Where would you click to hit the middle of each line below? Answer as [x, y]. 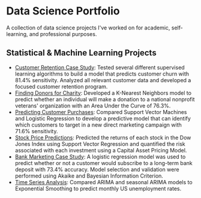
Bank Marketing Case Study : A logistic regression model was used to [100, 157]
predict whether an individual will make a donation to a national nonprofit [105, 99]
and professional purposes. [63, 34]
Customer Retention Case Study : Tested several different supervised [100, 67]
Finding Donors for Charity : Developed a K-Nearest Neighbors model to [103, 93]
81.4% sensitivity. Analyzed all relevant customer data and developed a [103, 80]
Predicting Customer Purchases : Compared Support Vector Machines [101, 112]
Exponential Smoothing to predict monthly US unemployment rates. [98, 188]
